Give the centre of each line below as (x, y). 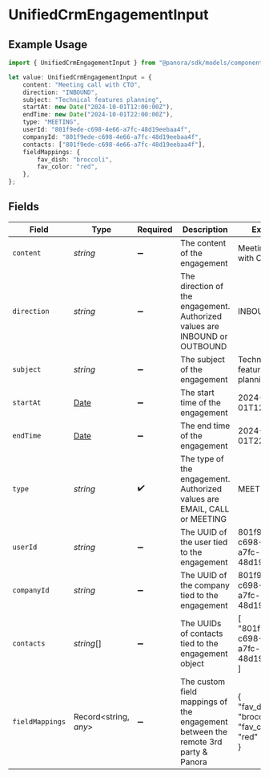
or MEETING (203, 519)
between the (204, 731)
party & (194, 752)
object (192, 663)
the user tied (204, 542)
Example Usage (48, 45)
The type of (202, 458)
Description (205, 229)
